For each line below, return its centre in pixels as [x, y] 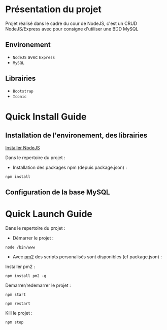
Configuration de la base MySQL [58, 192]
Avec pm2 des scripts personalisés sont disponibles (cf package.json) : [87, 257]
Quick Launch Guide [49, 214]
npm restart [18, 304]
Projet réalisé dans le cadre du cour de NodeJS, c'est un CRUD [71, 23]
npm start [16, 294]
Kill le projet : [19, 313]
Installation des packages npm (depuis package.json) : [70, 167]
